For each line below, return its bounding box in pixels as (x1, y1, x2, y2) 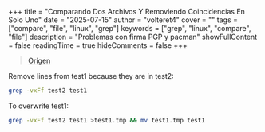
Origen (27, 56, 51, 65)
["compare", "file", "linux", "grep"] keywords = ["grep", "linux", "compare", (8, 24, 251, 33)
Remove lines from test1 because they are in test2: (8, 72, 174, 80)
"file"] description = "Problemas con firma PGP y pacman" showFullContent (8, 32, 258, 41)
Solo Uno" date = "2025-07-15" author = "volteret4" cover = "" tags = (8, 15, 238, 25)
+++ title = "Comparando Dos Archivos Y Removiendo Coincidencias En (8, 7, 246, 16)
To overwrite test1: (8, 101, 69, 111)
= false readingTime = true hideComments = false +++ (8, 41, 188, 50)
